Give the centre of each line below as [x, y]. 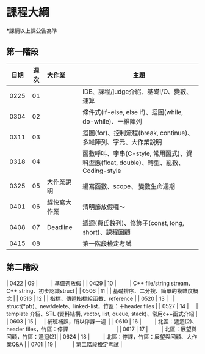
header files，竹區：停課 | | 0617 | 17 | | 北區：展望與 [102, 329]
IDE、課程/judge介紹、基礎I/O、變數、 [137, 91]
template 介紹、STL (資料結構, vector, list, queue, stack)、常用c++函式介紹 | [102, 314]
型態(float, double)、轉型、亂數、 [136, 163]
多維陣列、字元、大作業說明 [122, 142]
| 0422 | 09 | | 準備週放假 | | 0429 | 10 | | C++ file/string [88, 283]
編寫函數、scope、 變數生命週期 [129, 186]
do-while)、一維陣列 [112, 121]
